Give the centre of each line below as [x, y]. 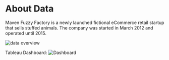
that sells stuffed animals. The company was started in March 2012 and [79, 27]
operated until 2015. [26, 33]
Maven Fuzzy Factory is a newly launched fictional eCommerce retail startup [85, 22]
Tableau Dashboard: [26, 52]
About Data [30, 9]
